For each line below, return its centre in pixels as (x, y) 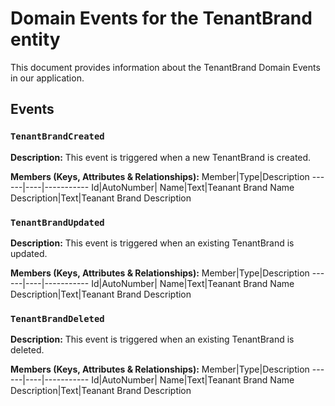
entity (35, 39)
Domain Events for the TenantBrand (161, 18)
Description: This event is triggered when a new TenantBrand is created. (161, 157)
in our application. (47, 78)
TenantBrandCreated (57, 136)
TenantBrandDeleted (57, 318)
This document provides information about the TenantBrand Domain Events (165, 67)
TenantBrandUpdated (57, 222)
